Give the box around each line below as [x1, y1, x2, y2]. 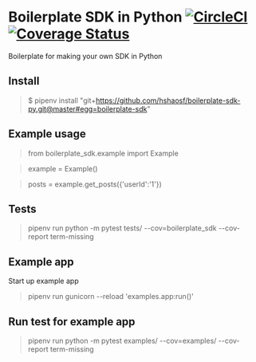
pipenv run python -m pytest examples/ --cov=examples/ [27, 336, 217, 345]
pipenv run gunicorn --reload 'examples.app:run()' [27, 292, 194, 301]
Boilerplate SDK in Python [8, 8, 183, 26]
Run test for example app [8, 315, 136, 329]
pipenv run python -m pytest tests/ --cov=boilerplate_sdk [27, 223, 217, 233]
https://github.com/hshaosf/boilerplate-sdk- [95, 96, 241, 105]
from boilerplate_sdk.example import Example [27, 148, 179, 158]
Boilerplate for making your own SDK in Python [8, 51, 163, 61]
